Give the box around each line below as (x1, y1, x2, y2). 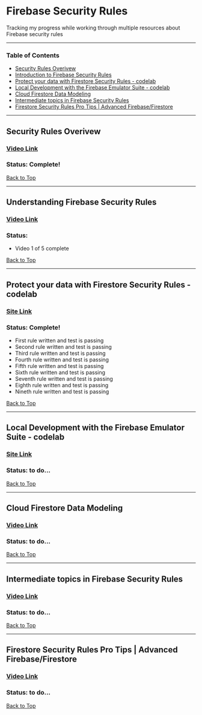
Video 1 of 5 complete (14, 245, 69, 252)
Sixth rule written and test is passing (14, 369, 106, 376)
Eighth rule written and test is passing (14, 382, 109, 389)
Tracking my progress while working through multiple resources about (6, 24, 180, 31)
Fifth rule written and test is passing (14, 363, 104, 370)
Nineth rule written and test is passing (14, 388, 109, 395)
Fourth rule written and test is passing (14, 356, 109, 363)
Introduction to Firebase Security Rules (14, 71, 112, 79)
